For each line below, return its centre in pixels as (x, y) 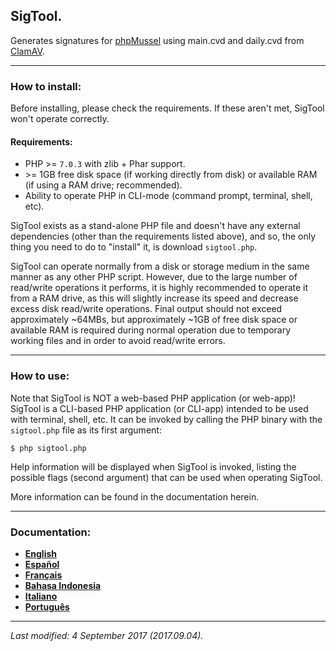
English (41, 553)
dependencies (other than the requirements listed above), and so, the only (163, 236)
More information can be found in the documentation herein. (135, 496)
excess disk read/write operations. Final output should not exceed (146, 309)
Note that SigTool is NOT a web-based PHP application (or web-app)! (153, 398)
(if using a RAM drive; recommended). (103, 185)
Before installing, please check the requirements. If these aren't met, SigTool (167, 108)
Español (42, 564)
